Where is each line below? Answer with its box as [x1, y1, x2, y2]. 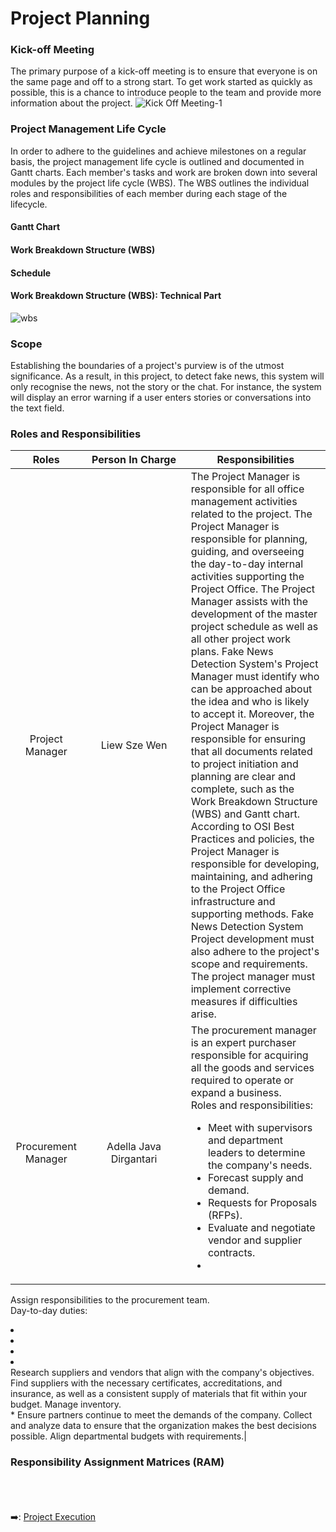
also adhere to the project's [190, 945, 320, 959]
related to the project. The [190, 507, 313, 521]
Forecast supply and [207, 1171, 304, 1185]
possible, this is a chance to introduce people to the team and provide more [10, 87, 322, 99]
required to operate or [190, 1073, 295, 1087]
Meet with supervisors [207, 1121, 313, 1135]
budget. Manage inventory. [10, 1398, 122, 1411]
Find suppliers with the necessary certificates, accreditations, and [10, 1377, 283, 1389]
